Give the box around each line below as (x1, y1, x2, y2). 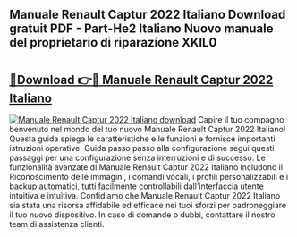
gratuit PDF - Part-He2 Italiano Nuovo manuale (9, 21, 274, 37)
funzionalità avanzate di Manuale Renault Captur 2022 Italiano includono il (9, 162, 284, 173)
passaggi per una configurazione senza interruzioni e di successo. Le (9, 152, 266, 163)
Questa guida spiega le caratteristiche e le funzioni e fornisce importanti (9, 133, 276, 144)
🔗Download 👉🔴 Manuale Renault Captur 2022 (9, 72, 274, 88)
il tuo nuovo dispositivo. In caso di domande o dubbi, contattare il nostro (9, 209, 276, 220)
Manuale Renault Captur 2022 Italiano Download (9, 7, 286, 22)
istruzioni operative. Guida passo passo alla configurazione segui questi (9, 143, 275, 153)
